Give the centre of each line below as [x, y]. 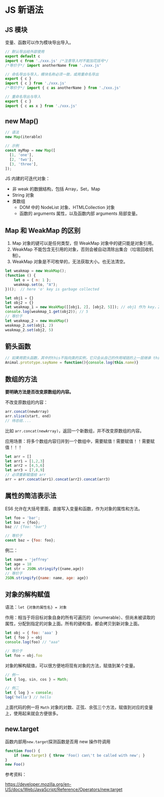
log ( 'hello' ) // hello [28, 697]
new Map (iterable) [24, 137]
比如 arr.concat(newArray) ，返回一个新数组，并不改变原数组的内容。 [75, 431]
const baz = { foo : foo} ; [30, 540]
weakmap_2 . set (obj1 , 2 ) [29, 325]
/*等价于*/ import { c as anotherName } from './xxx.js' [63, 88]
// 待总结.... [18, 421]
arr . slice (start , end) [28, 416]
